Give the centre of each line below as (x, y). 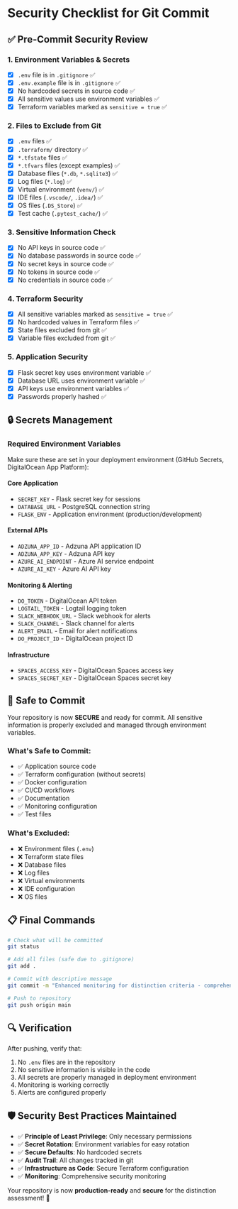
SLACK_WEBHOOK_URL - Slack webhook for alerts (84, 616)
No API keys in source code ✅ (62, 248)
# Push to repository (39, 998)
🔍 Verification (40, 1028)
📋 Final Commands (51, 920)
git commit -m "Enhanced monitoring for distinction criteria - (104, 985)
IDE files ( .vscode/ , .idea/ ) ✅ (60, 197)
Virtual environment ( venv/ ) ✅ (61, 189)
